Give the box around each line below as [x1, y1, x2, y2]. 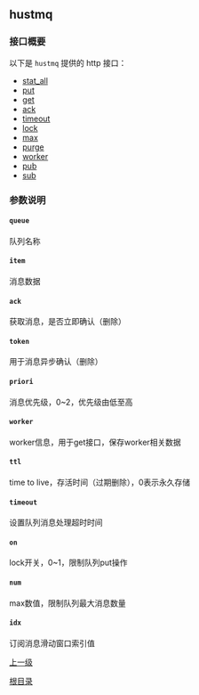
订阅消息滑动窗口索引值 [9, 637, 95, 649]
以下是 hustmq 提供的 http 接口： [9, 57, 127, 68]
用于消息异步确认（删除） [9, 356, 103, 367]
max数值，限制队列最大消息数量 [9, 597, 126, 609]
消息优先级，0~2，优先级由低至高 [9, 397, 133, 407]
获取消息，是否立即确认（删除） [9, 316, 126, 327]
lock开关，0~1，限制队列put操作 [9, 557, 128, 568]
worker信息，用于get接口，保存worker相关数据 [9, 437, 182, 447]
